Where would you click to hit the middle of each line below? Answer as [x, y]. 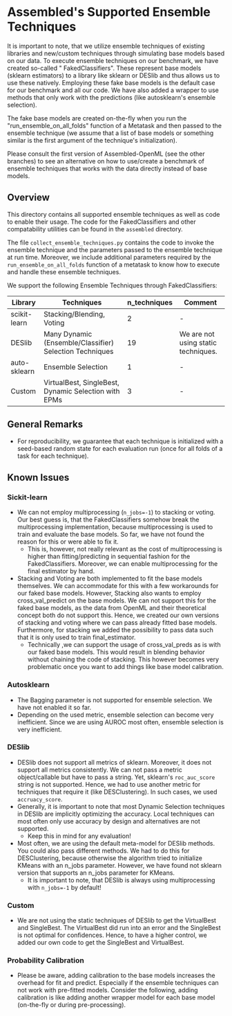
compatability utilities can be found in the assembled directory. [95, 229]
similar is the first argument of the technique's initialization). [92, 140]
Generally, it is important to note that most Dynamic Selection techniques [121, 806]
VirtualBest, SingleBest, [81, 382]
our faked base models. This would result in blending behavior [116, 652]
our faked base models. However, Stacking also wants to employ [109, 594]
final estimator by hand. [61, 571]
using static [198, 342]
